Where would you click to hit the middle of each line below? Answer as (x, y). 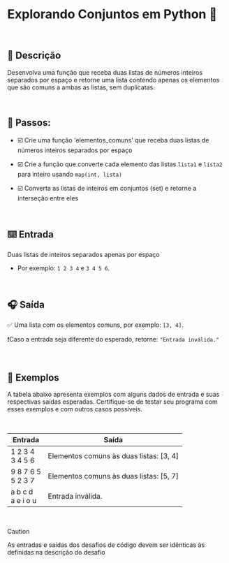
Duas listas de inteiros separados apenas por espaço (83, 255)
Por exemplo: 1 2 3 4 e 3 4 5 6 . (64, 268)
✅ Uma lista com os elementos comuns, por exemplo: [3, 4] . (95, 325)
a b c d (22, 492)
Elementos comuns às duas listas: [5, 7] (113, 476)
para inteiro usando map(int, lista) (69, 174)
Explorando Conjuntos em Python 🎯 (112, 14)
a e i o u (24, 500)
